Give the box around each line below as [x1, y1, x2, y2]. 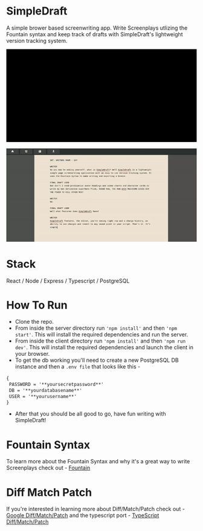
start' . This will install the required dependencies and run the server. [14, 331, 188, 338]
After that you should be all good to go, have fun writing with [14, 410, 166, 417]
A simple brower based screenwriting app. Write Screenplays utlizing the [6, 24, 188, 31]
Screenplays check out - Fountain [6, 464, 91, 472]
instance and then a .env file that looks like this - [14, 363, 141, 370]
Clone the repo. [14, 318, 54, 326]
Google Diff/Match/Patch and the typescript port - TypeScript [6, 512, 159, 519]
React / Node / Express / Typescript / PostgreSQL [6, 277, 130, 285]
